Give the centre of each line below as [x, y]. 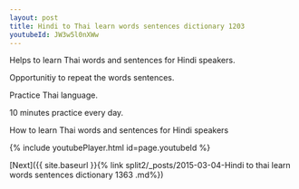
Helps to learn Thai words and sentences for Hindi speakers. [122, 61]
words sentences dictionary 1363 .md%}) [87, 175]
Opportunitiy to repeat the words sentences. [92, 78]
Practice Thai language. [53, 95]
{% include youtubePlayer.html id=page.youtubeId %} [110, 148]
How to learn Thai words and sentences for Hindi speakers [119, 130]
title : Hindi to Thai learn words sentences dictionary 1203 [127, 26]
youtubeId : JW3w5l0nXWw [54, 34]
